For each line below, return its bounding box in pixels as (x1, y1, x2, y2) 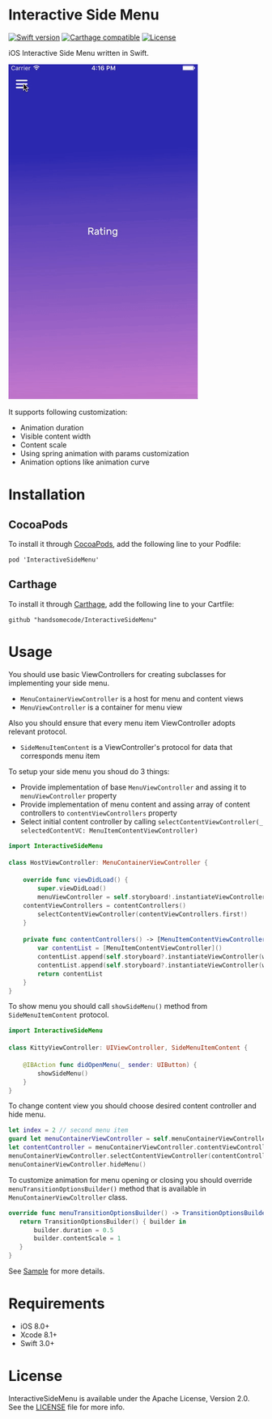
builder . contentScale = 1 (33, 1235, 121, 1243)
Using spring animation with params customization (19, 448, 189, 458)
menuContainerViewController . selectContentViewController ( (8, 1152, 212, 1160)
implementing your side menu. (8, 678, 110, 688)
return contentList (37, 969, 104, 978)
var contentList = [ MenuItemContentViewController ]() (37, 944, 223, 952)
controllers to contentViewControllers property (19, 807, 178, 818)
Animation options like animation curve (19, 457, 150, 467)
